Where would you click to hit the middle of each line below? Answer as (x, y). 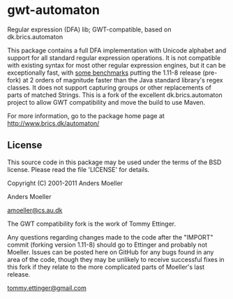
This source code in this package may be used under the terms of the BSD (114, 162)
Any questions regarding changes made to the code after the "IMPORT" (110, 237)
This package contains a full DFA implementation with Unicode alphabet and (117, 50)
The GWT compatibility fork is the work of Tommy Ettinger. (92, 224)
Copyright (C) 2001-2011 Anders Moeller (65, 183)
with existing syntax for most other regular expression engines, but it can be (116, 65)
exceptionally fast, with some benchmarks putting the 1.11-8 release (104, 73)
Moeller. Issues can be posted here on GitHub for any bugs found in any (111, 252)
